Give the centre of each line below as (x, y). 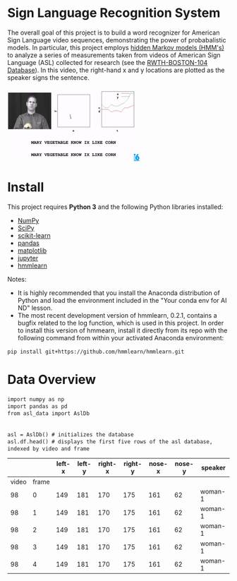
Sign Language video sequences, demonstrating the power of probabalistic (117, 40)
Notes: (17, 279)
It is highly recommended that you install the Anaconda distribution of (119, 293)
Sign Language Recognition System (114, 13)
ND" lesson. (35, 308)
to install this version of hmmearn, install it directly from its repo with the (122, 330)
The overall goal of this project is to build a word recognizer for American (114, 32)
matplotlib (32, 250)
